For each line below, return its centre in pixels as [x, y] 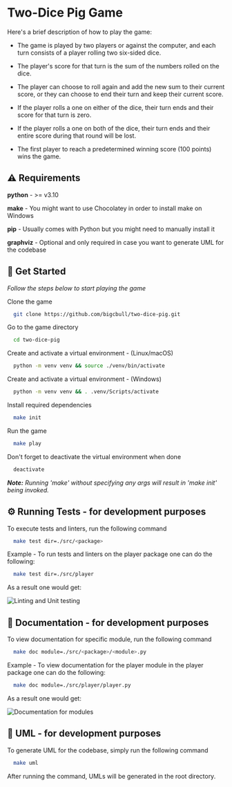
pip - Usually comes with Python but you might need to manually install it [111, 229]
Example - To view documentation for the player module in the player [105, 665]
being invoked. [28, 490]
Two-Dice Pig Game [65, 13]
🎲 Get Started [37, 271]
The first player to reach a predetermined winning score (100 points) [114, 149]
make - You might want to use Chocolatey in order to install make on [105, 208]
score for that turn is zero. [54, 115]
